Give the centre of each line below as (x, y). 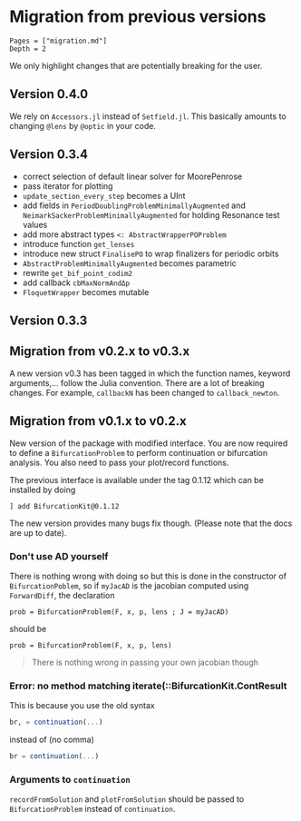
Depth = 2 (28, 49)
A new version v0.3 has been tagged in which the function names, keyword (150, 373)
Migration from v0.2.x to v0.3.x (100, 351)
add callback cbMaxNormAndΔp (76, 282)
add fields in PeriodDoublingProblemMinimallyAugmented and (134, 205)
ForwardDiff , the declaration (62, 595)
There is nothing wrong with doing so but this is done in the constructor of (148, 576)
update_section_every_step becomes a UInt (104, 195)
